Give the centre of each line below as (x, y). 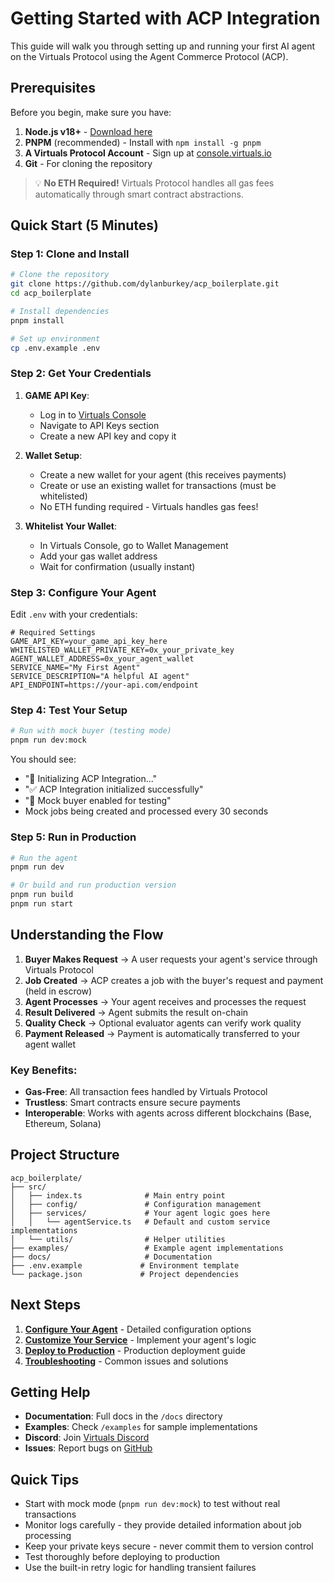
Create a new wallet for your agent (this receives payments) (163, 474)
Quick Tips (45, 1479)
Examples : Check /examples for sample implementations (141, 1427)
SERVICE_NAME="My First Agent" (75, 668)
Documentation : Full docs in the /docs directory (123, 1416)
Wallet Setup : (53, 455)
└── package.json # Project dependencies (125, 1274)
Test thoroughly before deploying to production (122, 1557)
